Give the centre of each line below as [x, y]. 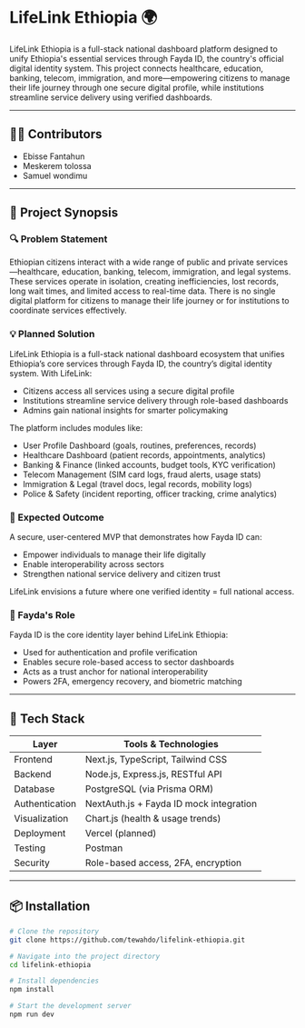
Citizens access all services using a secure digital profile [128, 391]
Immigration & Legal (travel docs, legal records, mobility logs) [137, 484]
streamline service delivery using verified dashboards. [111, 97]
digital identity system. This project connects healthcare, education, [137, 68]
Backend [33, 774]
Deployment [40, 833]
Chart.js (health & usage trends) [153, 819]
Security [32, 863]
